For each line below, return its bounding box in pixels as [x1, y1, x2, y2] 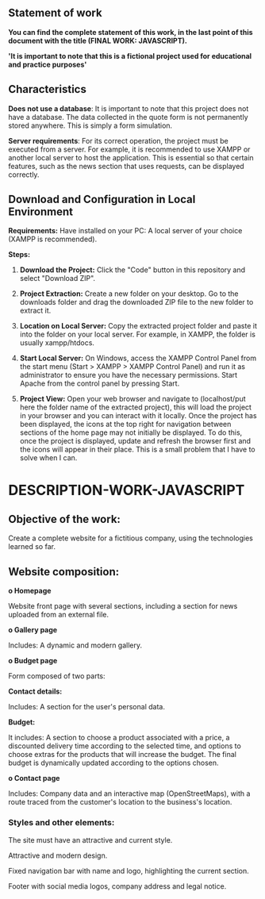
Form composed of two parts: [8, 671, 106, 681]
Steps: [8, 250, 30, 259]
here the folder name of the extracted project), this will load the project [19, 402, 252, 412]
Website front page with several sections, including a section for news [8, 601, 238, 611]
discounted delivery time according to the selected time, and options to [8, 741, 242, 751]
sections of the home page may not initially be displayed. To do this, [19, 428, 243, 437]
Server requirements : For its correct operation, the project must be [8, 136, 229, 145]
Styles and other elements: [8, 817, 115, 828]
